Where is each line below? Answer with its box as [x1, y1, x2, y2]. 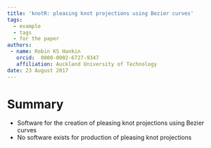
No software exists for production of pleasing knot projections [16, 134, 192, 142]
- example [13, 23, 41, 29]
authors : [7, 42, 32, 48]
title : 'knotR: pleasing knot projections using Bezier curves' [7, 10, 194, 17]
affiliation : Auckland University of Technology [16, 61, 157, 68]
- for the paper [13, 35, 59, 42]
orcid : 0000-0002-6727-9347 [16, 55, 99, 61]
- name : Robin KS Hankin [10, 48, 81, 55]
